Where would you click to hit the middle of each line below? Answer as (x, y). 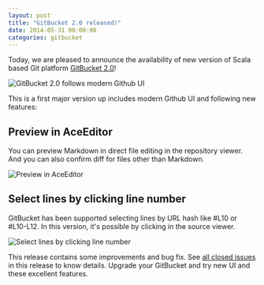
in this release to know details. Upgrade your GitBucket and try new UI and (129, 265)
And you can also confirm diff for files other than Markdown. (106, 159)
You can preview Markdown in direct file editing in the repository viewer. (125, 151)
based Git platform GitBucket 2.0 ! (62, 68)
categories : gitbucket (45, 37)
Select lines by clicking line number (97, 199)
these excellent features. (48, 273)
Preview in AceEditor (60, 132)
